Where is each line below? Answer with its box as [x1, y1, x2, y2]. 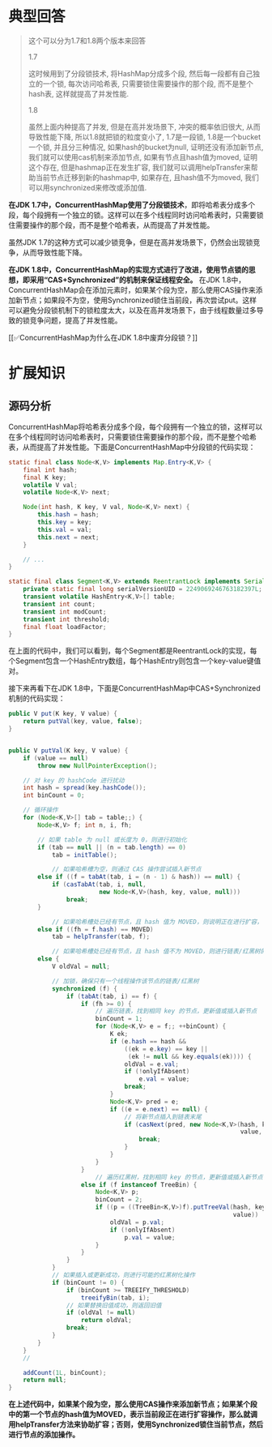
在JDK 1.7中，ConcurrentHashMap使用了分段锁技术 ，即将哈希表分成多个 [8, 199, 256, 209]
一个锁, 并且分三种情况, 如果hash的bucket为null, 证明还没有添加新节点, [28, 142, 264, 152]
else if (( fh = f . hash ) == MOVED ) [37, 925, 154, 933]
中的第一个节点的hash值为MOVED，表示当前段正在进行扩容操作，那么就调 [8, 1410, 257, 1419]
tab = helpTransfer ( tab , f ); [51, 933, 151, 941]
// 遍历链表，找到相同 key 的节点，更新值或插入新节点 [95, 1007, 257, 1016]
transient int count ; [23, 600, 96, 608]
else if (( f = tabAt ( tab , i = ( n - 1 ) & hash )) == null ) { [37, 873, 241, 881]
